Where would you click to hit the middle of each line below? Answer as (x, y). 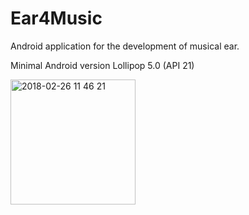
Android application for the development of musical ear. (125, 46)
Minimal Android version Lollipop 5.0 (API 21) (102, 65)
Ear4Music (56, 18)
